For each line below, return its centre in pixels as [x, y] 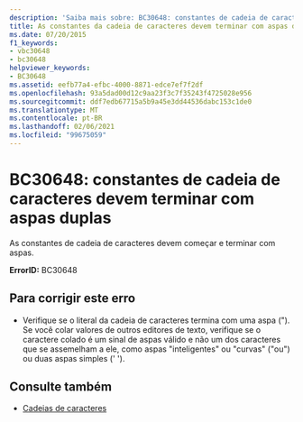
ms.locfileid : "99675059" [58, 135]
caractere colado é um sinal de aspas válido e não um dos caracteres [151, 339]
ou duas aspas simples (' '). [73, 358]
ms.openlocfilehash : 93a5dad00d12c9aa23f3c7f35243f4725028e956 [131, 93]
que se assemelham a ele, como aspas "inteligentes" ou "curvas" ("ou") [156, 349]
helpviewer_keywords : [50, 69]
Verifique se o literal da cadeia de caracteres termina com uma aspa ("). [156, 320]
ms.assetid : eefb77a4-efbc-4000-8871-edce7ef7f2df [106, 85]
